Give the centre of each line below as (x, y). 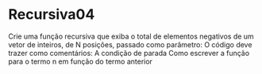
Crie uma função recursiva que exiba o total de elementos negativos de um (131, 36)
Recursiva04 (52, 15)
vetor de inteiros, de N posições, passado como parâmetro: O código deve (130, 44)
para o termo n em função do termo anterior (81, 61)
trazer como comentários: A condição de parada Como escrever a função (129, 53)
